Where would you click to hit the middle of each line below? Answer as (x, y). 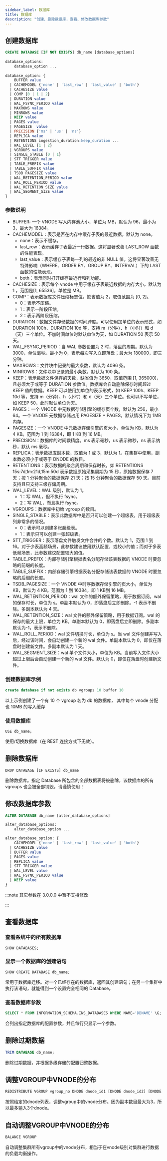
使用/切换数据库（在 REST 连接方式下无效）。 (51, 741)
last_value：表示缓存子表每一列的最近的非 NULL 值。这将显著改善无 (89, 259)
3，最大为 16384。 (32, 228)
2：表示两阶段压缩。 (41, 316)
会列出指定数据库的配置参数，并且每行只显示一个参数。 (62, 1023)
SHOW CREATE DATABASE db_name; (38, 972)
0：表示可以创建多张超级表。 (50, 528)
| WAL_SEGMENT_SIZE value (37, 192)
